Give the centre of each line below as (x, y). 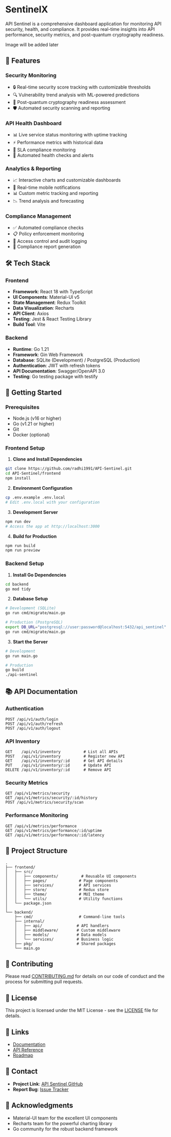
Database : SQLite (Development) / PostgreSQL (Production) (76, 360)
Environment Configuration (43, 488)
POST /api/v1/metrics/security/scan (44, 803)
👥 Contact (22, 1071)
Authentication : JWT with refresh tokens (56, 365)
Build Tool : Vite (29, 325)
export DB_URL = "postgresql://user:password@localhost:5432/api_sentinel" (86, 627)
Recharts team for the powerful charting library (62, 1123)
